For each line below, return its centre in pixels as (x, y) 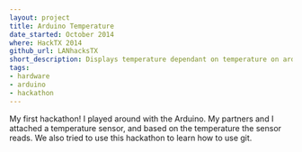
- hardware (30, 76)
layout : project (40, 18)
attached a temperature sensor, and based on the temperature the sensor (145, 128)
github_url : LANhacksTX (54, 51)
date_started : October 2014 (62, 34)
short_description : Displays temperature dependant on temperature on (144, 59)
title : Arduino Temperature (62, 26)
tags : (19, 68)
